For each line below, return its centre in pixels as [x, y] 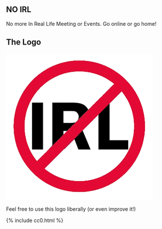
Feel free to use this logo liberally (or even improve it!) [71, 209]
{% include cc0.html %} [35, 220]
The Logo [24, 42]
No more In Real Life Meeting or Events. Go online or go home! [81, 23]
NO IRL [19, 10]
